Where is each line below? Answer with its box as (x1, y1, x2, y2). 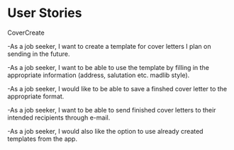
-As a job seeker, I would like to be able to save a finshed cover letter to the (7, 84, 228, 93)
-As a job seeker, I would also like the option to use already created (7, 127, 204, 135)
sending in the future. (7, 50, 70, 58)
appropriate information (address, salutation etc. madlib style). (7, 71, 190, 79)
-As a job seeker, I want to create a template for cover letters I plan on (7, 42, 211, 50)
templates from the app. (7, 134, 78, 143)
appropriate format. (7, 92, 65, 100)
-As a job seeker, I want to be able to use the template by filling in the (7, 63, 209, 71)
